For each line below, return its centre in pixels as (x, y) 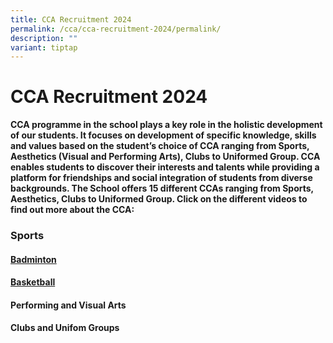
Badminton (33, 259)
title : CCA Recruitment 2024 (71, 19)
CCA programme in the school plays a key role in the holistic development (166, 125)
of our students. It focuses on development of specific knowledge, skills (163, 135)
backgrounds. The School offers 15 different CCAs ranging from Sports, (162, 188)
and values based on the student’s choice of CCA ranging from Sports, (160, 146)
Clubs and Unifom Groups (65, 328)
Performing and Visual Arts (68, 305)
